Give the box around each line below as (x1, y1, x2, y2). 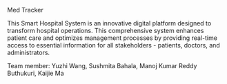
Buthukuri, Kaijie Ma (7, 69, 64, 77)
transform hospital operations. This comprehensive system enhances (7, 27, 204, 34)
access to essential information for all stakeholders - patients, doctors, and (7, 41, 221, 49)
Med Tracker (7, 6, 43, 14)
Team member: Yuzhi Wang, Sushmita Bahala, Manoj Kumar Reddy (7, 62, 197, 70)
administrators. (7, 48, 50, 56)
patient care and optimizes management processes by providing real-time (7, 34, 217, 42)
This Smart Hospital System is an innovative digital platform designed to (7, 19, 212, 27)
